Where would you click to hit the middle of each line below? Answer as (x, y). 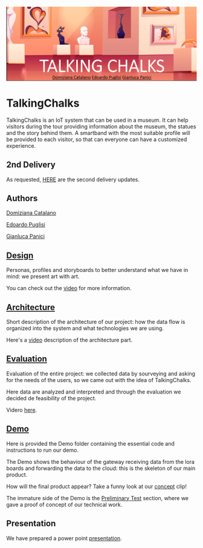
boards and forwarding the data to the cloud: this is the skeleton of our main (101, 468)
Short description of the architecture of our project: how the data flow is (96, 322)
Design (20, 255)
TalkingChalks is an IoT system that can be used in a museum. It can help (97, 120)
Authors (22, 198)
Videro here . (22, 410)
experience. (21, 145)
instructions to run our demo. (42, 450)
